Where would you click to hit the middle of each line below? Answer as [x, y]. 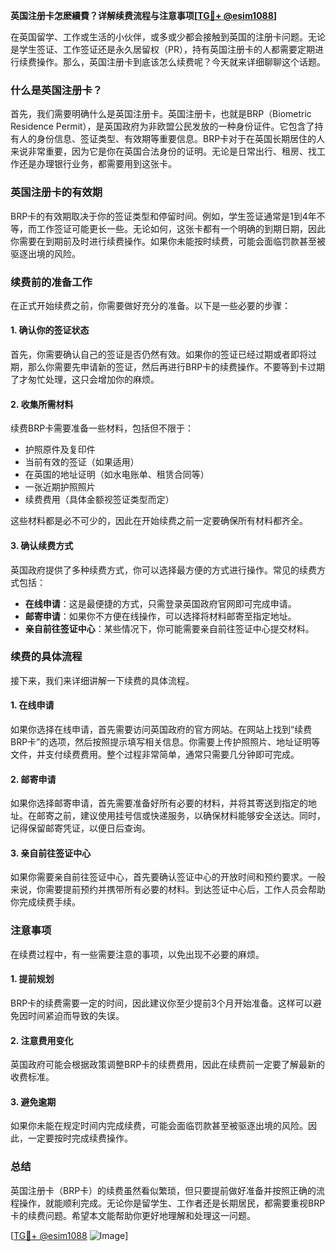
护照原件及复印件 [60, 450]
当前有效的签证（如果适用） [82, 462]
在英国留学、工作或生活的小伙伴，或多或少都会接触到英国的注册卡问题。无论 [168, 37]
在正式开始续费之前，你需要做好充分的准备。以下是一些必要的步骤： [150, 305]
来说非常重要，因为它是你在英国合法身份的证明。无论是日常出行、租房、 [159, 151]
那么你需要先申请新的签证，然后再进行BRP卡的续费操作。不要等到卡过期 [176, 367]
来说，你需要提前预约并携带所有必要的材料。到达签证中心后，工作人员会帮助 [168, 890]
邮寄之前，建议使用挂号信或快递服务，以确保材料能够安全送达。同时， [181, 816]
